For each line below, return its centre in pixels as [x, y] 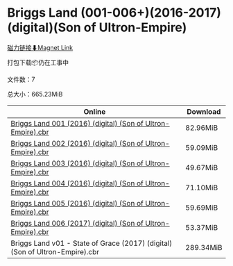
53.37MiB [202, 227]
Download [204, 111]
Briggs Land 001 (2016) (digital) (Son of [77, 123]
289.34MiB [204, 247]
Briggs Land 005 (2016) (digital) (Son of [77, 203]
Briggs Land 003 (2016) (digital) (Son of [77, 163]
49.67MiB [202, 167]
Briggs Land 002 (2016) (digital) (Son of [77, 143]
